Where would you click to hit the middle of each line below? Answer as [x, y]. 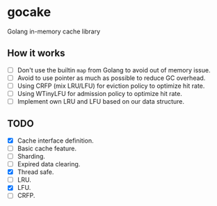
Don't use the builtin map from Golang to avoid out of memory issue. [114, 70]
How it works [36, 53]
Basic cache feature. [47, 148]
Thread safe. [35, 172]
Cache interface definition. [55, 141]
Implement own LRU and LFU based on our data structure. [101, 101]
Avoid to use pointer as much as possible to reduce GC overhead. [111, 78]
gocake [29, 12]
